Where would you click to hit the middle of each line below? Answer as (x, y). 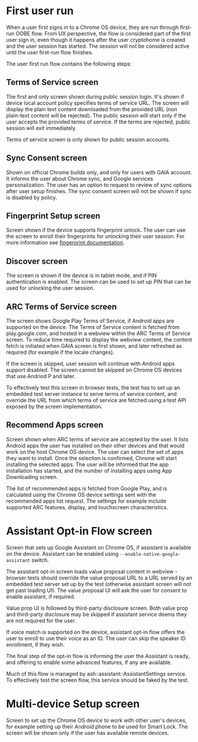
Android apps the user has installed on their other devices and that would (95, 445)
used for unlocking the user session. (51, 288)
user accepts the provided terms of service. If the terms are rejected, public (98, 122)
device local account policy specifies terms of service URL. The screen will (98, 103)
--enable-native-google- (150, 554)
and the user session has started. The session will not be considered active (98, 46)
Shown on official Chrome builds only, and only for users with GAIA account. (99, 172)
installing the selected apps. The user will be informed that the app (87, 464)
